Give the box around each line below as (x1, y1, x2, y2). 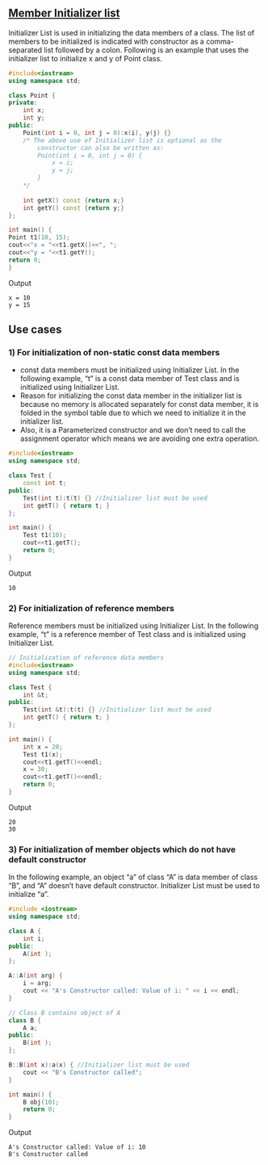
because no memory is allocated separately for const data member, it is (19, 400, 259, 409)
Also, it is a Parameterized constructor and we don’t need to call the (19, 425, 246, 435)
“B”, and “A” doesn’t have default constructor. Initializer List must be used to (8, 881, 261, 891)
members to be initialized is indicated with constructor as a (8, 36, 204, 46)
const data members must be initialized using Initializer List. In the (19, 365, 240, 375)
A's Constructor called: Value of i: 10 (8, 1143, 147, 1151)
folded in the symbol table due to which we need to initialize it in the (19, 408, 246, 418)
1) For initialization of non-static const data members (8, 347, 220, 358)
